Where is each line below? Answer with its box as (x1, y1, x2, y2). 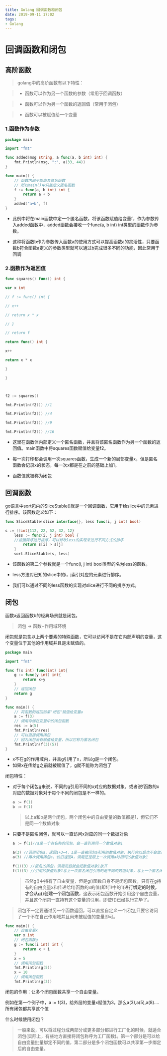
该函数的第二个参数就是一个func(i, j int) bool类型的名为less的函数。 (12, 561, 150, 567)
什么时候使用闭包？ (5, 1016, 45, 1022)
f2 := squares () (5, 393, 39, 398)
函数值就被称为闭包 (12, 473, 52, 479)
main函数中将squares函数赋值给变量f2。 (25, 445, 108, 451)
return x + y (23, 677, 46, 682)
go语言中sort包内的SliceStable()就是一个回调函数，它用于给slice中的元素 (5, 503, 154, 509)
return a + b (23, 192, 50, 197)
